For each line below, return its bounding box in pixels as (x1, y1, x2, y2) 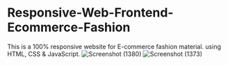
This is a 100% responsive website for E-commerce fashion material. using (7, 42, 221, 50)
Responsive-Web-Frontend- (7, 5, 174, 21)
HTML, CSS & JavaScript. (7, 50, 81, 58)
